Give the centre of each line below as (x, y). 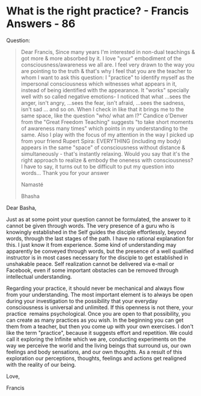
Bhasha (30, 196)
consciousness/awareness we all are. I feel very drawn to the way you (108, 65)
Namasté (32, 185)
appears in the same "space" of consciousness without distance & (103, 147)
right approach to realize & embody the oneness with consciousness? (107, 160)
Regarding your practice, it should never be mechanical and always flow (95, 288)
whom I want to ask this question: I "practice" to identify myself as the (107, 77)
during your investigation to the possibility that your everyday (82, 301)
